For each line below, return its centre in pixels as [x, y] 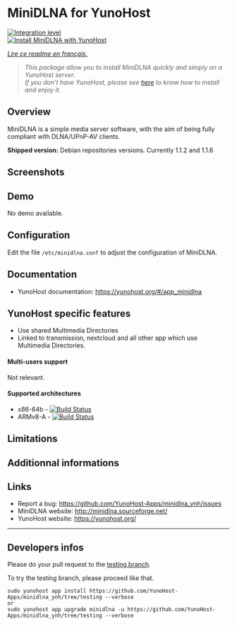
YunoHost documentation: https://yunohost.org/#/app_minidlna [110, 291]
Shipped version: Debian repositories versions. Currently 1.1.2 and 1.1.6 [110, 150]
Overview [29, 112]
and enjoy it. [43, 90]
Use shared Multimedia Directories [68, 331]
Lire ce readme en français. [48, 54]
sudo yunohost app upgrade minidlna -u [66, 610]
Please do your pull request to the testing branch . [79, 565]
